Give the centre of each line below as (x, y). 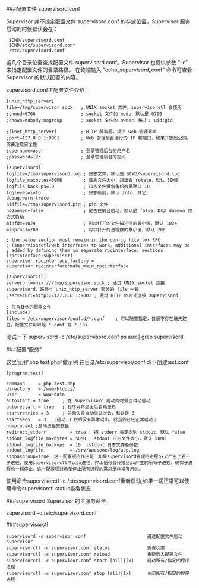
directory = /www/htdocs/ (41, 389)
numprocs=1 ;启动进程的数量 (38, 426)
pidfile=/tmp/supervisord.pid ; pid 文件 (57, 204)
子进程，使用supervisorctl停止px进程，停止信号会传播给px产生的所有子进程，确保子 (97, 463)
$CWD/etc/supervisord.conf (42, 45)
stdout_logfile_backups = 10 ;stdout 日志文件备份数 (72, 445)
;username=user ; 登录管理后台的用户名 (68, 151)
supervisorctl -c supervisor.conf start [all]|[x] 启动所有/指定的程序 (98, 561)
